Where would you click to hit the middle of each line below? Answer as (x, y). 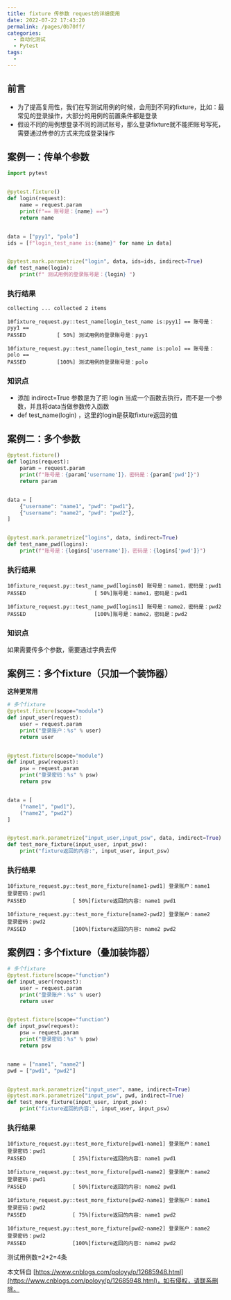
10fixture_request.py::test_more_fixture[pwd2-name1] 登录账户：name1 (109, 1201)
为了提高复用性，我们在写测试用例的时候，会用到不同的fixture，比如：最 (121, 107)
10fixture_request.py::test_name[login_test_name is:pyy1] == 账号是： (111, 322)
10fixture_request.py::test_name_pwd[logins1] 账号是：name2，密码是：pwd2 (114, 607)
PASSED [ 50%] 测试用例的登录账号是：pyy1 (78, 335)
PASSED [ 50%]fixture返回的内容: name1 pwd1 (92, 901)
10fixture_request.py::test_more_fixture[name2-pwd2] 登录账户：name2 (109, 915)
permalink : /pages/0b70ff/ (46, 26)
